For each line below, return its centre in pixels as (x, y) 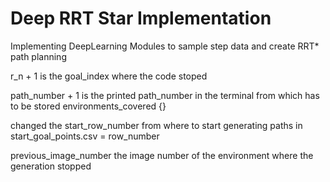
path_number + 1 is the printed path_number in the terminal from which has (165, 95)
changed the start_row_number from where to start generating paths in (156, 125)
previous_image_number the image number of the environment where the (162, 155)
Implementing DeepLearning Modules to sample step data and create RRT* (165, 46)
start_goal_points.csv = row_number (85, 136)
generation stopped (51, 166)
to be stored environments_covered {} (88, 106)
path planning (38, 56)
